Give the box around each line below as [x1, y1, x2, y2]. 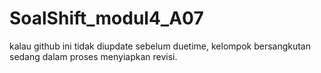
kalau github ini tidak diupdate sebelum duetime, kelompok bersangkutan [9, 40, 312, 52]
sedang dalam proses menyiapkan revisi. [9, 50, 178, 62]
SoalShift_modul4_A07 [9, 7, 204, 30]
